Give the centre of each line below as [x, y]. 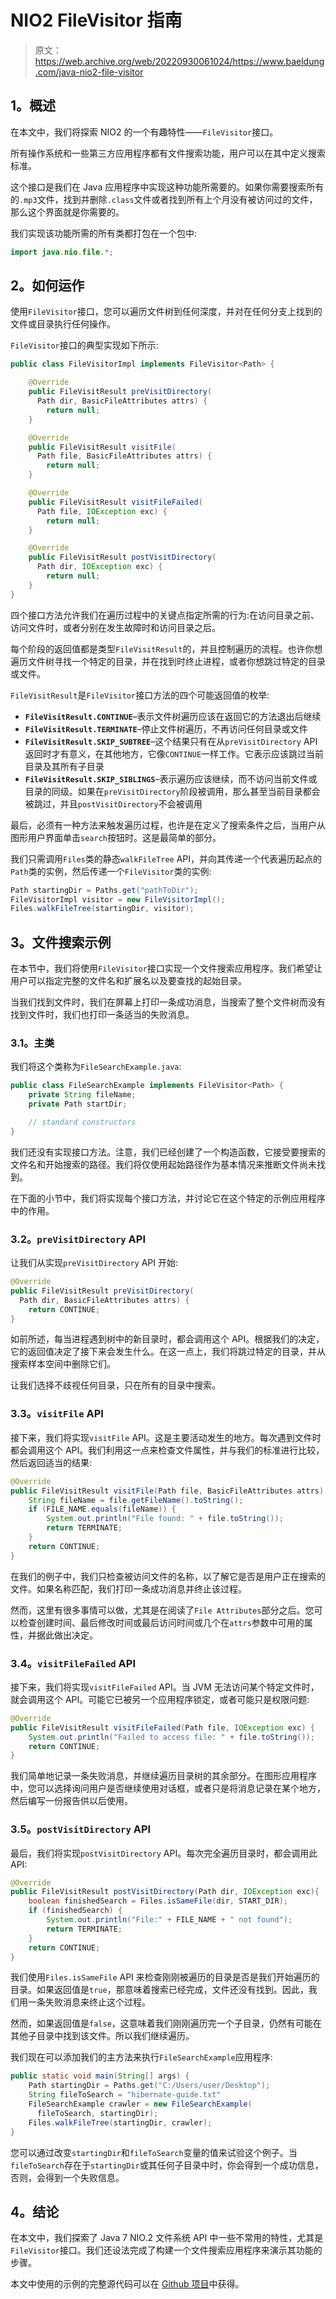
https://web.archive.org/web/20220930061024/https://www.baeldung [179, 61]
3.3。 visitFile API [57, 1414]
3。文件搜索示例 [61, 942]
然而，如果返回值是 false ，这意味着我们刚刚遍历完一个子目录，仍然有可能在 [166, 2023]
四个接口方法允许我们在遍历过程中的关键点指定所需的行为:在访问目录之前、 [165, 615]
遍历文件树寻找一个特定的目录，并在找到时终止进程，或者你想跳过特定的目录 [168, 661]
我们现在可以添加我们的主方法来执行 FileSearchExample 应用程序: [141, 2057]
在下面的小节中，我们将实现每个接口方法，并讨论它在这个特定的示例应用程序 [168, 1198]
